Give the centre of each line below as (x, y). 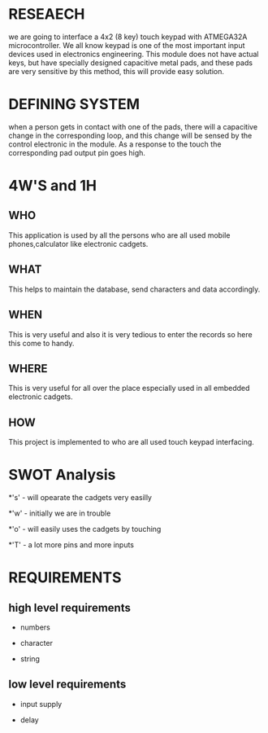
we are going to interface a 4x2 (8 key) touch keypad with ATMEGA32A (128, 37)
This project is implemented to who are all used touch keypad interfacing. (131, 442)
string (30, 659)
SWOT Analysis (62, 475)
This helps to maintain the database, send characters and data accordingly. (134, 289)
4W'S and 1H (53, 186)
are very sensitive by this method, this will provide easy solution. (117, 71)
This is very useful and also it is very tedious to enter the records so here (131, 334)
